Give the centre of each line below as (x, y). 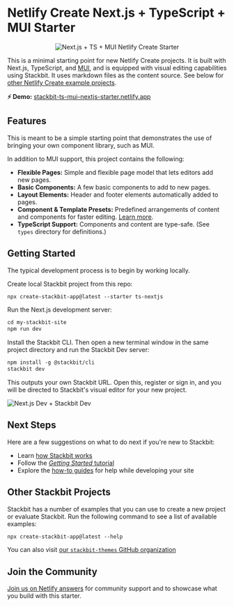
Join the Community (52, 572)
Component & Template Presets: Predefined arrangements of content (118, 209)
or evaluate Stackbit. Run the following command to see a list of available (112, 516)
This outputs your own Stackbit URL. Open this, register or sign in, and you (114, 382)
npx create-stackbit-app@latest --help (65, 537)
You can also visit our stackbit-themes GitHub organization (92, 550)
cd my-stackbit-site (37, 323)
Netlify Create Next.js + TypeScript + (116, 13)
